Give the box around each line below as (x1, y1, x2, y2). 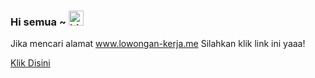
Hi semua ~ (10, 15, 67, 29)
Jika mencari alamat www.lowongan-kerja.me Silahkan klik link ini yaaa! (10, 38, 306, 50)
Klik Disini (10, 57, 51, 69)
